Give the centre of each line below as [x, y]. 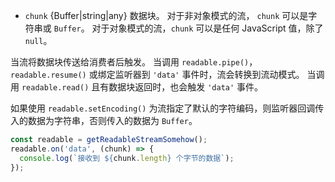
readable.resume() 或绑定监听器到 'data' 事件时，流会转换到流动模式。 [157, 74]
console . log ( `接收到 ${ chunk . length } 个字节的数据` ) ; [127, 158]
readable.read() [55, 88]
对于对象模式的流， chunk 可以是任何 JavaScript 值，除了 [207, 28]
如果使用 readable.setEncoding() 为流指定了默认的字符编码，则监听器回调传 [167, 108]
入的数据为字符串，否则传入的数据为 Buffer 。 [104, 120]
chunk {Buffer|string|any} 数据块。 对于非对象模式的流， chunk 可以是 [166, 15]
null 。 [38, 40]
